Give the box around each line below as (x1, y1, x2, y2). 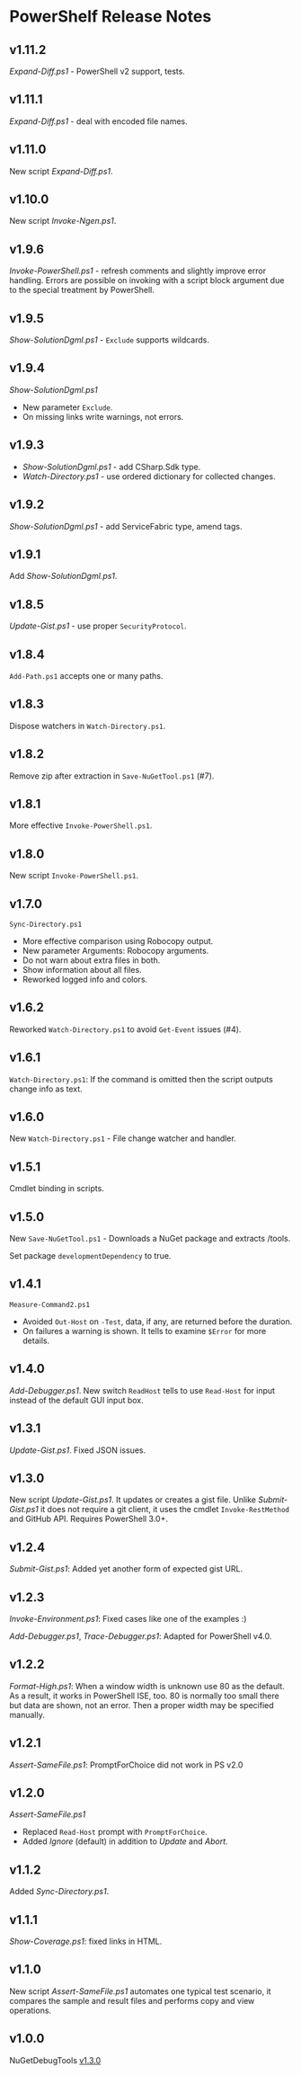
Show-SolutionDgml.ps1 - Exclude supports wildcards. (9, 334, 209, 345)
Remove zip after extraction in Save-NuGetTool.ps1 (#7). (9, 770, 215, 781)
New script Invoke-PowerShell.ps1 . (9, 870, 139, 881)
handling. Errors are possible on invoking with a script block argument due (9, 275, 285, 286)
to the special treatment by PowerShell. (9, 285, 155, 296)
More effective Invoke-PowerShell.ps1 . (9, 820, 153, 831)
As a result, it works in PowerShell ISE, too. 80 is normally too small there (9, 1690, 280, 1701)
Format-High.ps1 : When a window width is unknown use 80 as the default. (9, 1680, 285, 1691)
